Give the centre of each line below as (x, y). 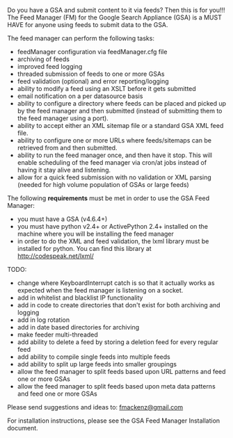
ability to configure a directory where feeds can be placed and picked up (122, 103)
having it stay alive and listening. (64, 170)
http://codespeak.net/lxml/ (55, 256)
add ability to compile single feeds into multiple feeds (94, 357)
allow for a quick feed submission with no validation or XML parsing (114, 177)
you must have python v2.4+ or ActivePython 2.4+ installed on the (113, 226)
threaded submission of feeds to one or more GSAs (91, 74)
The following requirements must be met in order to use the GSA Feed (109, 198)
